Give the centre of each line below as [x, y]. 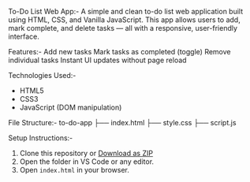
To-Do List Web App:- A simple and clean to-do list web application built [126, 11]
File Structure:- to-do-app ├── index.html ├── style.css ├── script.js [122, 123]
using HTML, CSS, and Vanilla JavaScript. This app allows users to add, [124, 20]
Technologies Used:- [42, 75]
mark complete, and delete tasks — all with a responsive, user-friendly [123, 28]
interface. [24, 36]
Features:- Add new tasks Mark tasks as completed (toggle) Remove [119, 52]
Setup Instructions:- [41, 138]
